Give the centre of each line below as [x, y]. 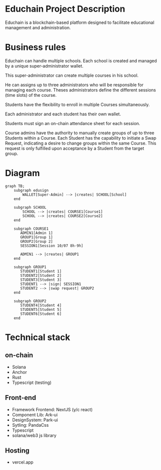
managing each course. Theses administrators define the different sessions [80, 90]
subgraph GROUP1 [30, 267]
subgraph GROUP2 [30, 301]
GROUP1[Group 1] [37, 237]
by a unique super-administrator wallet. [44, 66]
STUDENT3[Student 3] [41, 280]
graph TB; [15, 186]
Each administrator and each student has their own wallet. [63, 114]
